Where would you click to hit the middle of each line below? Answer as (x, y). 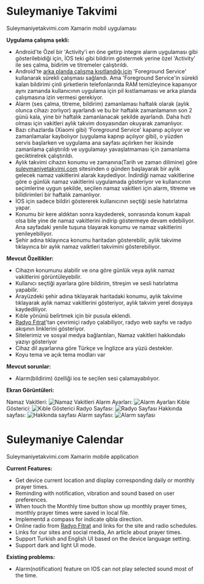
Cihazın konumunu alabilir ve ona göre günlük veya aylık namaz (95, 270)
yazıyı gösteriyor (36, 341)
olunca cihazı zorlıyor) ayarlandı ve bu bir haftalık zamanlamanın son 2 (104, 110)
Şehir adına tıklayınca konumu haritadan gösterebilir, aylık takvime (98, 240)
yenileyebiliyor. (34, 233)
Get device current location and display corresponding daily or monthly (105, 480)
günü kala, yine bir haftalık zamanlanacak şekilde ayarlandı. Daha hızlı (103, 117)
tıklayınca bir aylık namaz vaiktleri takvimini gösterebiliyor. (88, 246)
